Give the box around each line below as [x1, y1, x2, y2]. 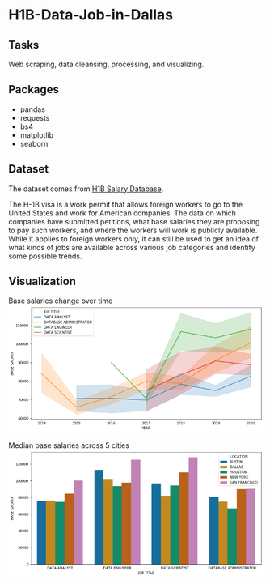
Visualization [8, 275, 77, 288]
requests [19, 113, 50, 122]
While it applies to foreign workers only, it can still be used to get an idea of [8, 233, 259, 244]
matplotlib [19, 130, 54, 139]
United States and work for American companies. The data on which [8, 208, 237, 218]
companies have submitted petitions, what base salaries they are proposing [8, 216, 260, 226]
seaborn [19, 139, 49, 148]
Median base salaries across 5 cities [8, 441, 129, 450]
